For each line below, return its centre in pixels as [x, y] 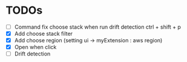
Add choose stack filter [44, 34]
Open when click [35, 47]
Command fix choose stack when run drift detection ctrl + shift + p [97, 27]
